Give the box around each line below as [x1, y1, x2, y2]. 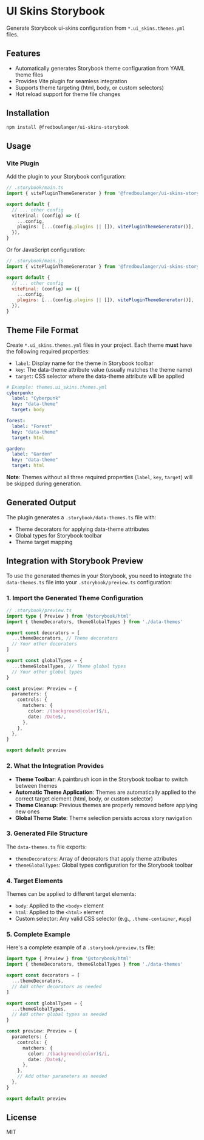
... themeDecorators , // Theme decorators [12, 635, 118, 641]
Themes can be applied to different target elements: [6, 890, 137, 898]
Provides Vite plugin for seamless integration [15, 77, 127, 84]
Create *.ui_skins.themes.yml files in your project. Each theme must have [6, 341, 192, 349]
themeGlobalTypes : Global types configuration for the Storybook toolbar [15, 861, 193, 869]
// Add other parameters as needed [17, 1073, 107, 1079]
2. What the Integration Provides [6, 762, 104, 770]
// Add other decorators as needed [12, 983, 102, 989]
